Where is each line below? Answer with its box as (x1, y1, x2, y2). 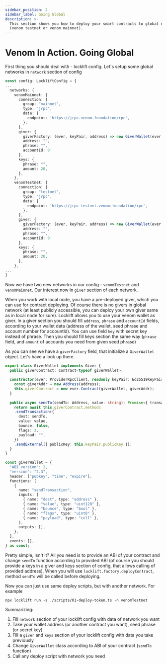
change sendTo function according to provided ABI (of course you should (5, 557, 154, 563)
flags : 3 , (18, 428, 39, 433)
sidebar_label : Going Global (5, 12, 66, 17)
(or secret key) (12, 627, 43, 633)
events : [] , (9, 539, 35, 544)
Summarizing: (5, 606, 34, 612)
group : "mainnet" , (23, 101, 61, 107)
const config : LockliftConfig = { (5, 79, 77, 83)
